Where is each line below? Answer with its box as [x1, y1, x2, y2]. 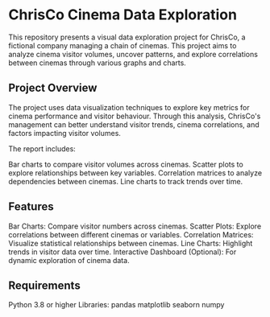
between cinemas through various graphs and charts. [8, 58, 187, 68]
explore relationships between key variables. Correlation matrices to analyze [8, 167, 263, 178]
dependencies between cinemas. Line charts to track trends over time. [8, 176, 243, 186]
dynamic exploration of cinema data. [8, 255, 131, 265]
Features [8, 200, 54, 214]
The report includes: [8, 143, 77, 154]
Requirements [8, 278, 81, 292]
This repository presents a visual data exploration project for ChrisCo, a [8, 32, 246, 42]
